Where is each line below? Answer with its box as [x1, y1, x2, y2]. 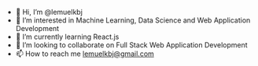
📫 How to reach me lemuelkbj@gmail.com [15, 49, 155, 58]
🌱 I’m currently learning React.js [15, 32, 120, 41]
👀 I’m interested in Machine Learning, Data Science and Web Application [15, 16, 251, 25]
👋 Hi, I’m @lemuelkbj [15, 8, 83, 16]
